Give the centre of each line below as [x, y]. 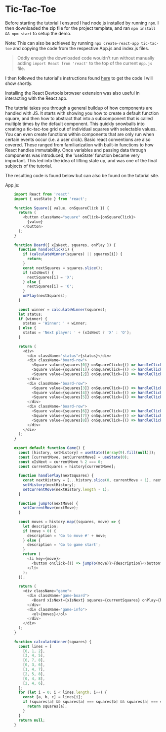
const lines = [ [35, 646]
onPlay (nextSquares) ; [45, 296]
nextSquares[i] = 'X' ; [50, 277]
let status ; [30, 314]
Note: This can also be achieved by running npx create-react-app [72, 43]
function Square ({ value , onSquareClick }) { [62, 208]
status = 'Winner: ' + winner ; [55, 324]
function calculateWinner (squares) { [53, 642]
